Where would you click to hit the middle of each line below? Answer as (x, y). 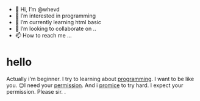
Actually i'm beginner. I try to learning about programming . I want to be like (100, 79)
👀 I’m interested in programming (55, 16)
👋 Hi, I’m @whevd (37, 9)
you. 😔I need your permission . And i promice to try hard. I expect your (95, 85)
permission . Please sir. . (36, 91)
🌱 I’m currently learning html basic (58, 22)
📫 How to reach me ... (43, 35)
